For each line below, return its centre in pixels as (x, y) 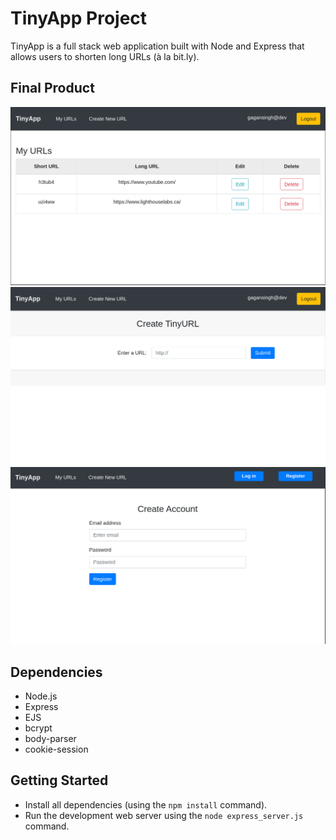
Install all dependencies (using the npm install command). (146, 804)
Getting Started (59, 780)
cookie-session (56, 749)
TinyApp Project (79, 18)
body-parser (50, 738)
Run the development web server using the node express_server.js (164, 815)
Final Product (52, 88)
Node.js (41, 696)
